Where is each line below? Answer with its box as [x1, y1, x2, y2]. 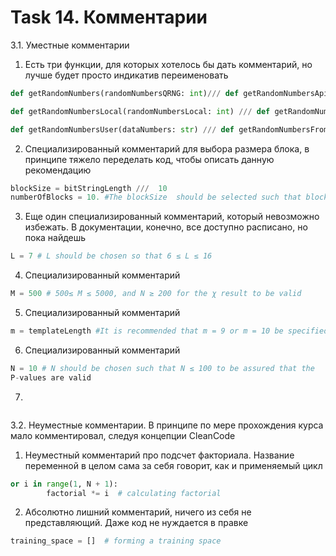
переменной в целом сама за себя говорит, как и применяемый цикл [24, 459, 323, 471]
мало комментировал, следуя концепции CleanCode [10, 429, 236, 441]
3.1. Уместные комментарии [10, 39, 130, 51]
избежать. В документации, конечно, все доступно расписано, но [24, 221, 308, 233]
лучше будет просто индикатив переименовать [24, 69, 229, 81]
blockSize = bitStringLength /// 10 [10, 183, 168, 193]
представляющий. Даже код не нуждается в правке [24, 517, 249, 529]
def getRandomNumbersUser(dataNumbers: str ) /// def [10, 124, 235, 135]
